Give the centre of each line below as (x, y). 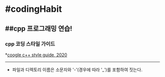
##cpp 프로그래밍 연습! (39, 28)
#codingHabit (34, 9)
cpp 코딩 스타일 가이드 (30, 44)
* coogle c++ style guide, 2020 (36, 55)
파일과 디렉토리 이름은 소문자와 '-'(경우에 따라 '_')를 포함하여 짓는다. (77, 70)
